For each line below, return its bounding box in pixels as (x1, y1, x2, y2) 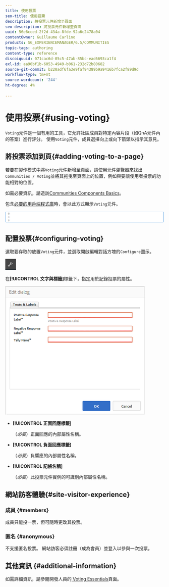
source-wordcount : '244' (5, 77, 58, 83)
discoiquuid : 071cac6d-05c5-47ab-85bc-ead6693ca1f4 (5, 56, 116, 61)
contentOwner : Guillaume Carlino (5, 35, 76, 40)
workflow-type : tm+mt (5, 72, 51, 77)
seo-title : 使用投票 (5, 13, 45, 19)
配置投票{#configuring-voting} (5, 234, 104, 242)
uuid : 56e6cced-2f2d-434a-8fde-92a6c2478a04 (5, 29, 100, 35)
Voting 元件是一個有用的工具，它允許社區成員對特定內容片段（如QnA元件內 (5, 129, 160, 136)
